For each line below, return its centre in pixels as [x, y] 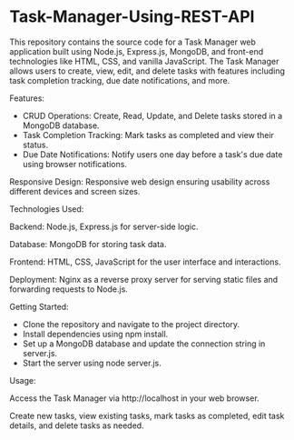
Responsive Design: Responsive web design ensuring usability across [140, 181]
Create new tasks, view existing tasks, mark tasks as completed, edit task [147, 415]
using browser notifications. [74, 164]
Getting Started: [39, 306]
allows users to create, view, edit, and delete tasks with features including [147, 71]
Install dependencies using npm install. [95, 334]
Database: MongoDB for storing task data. [88, 244]
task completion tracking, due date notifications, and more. [120, 80]
